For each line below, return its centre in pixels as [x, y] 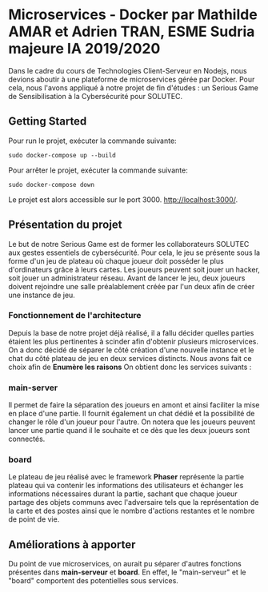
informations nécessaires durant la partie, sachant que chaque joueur [123, 494]
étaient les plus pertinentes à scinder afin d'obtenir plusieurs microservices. [133, 341]
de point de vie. [34, 519]
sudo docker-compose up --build [62, 155]
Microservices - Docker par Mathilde [133, 15]
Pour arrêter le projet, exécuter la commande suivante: [98, 170]
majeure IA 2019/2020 [84, 49]
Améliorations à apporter [72, 544]
